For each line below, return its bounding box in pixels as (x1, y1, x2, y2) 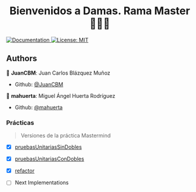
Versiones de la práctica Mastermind (20, 132, 111, 139)
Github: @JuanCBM (14, 81, 64, 88)
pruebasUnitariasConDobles (14, 155, 84, 162)
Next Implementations (14, 179, 69, 186)
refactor (14, 167, 34, 174)
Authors (6, 53, 37, 63)
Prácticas (6, 119, 34, 127)
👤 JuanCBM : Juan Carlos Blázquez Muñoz (6, 69, 111, 76)
